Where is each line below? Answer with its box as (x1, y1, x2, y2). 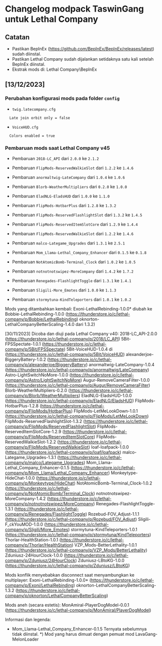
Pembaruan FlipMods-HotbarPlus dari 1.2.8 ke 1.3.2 (12, 202, 117, 208)
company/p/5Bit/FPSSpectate (5, 346, 64, 352)
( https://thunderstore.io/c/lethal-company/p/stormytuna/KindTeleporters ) (5, 532, 151, 537)
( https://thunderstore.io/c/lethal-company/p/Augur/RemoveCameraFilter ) (5, 382, 150, 388)
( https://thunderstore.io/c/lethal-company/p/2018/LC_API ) (5, 336, 120, 341)
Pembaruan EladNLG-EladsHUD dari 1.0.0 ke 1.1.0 (12, 193, 110, 199)
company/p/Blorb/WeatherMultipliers (5, 392, 79, 398)
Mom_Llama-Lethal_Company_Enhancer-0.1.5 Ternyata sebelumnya (12, 626, 147, 631)
